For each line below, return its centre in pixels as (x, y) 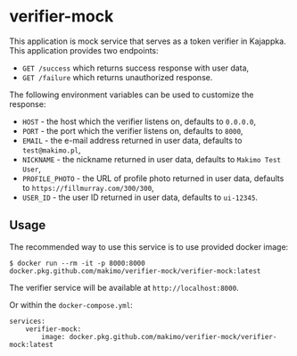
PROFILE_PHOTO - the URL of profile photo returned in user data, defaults (153, 178)
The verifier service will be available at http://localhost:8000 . (124, 287)
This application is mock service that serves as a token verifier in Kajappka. (148, 41)
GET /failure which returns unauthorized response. (117, 77)
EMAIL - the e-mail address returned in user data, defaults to (132, 140)
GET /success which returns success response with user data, (136, 68)
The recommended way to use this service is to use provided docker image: (149, 246)
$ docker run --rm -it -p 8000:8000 (77, 263)
